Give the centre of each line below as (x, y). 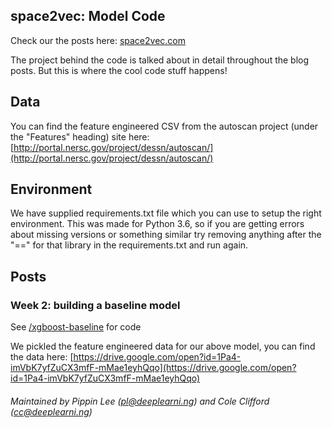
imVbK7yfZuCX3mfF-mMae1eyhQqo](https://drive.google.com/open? (153, 368)
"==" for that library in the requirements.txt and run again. (129, 245)
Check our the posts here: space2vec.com (98, 40)
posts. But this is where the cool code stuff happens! (119, 70)
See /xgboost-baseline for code (76, 327)
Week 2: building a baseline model (95, 305)
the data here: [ (42, 357)
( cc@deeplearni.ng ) (51, 411)
